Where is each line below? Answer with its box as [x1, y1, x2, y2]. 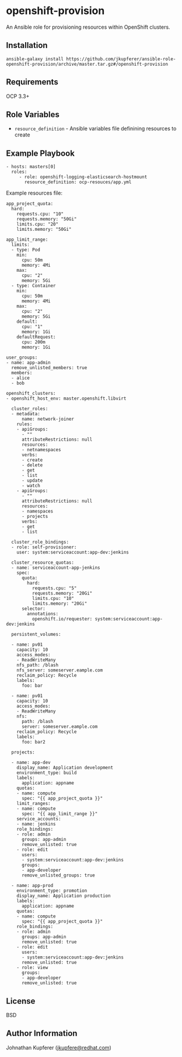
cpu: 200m [21, 339, 45, 345]
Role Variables [6, 110, 60, 120]
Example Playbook [6, 148, 75, 158]
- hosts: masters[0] [6, 164, 57, 170]
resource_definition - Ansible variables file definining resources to [14, 125, 177, 132]
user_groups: [6, 354, 38, 361]
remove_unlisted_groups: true [21, 872, 95, 878]
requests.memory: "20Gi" [32, 591, 93, 596]
